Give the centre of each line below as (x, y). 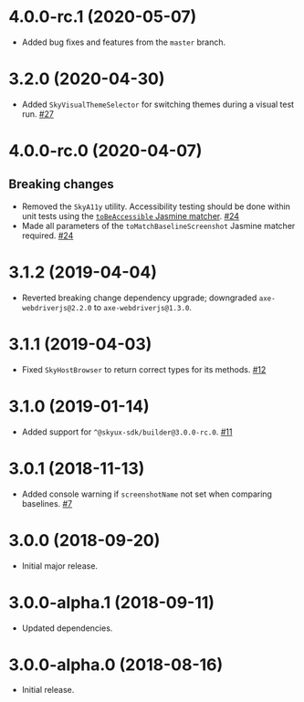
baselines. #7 (47, 503)
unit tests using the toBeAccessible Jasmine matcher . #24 (130, 215)
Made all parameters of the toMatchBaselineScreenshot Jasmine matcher (158, 225)
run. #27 (37, 114)
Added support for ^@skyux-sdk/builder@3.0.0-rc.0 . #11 (127, 432)
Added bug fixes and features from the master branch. (123, 42)
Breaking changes (62, 184)
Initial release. (48, 690)
